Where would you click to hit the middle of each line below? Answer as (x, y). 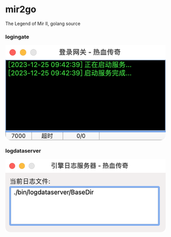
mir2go (21, 9)
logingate (17, 37)
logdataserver (23, 151)
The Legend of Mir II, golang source (43, 23)
